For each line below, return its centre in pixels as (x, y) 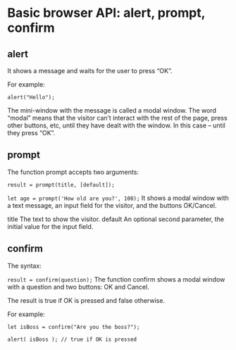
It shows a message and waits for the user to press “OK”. (90, 71)
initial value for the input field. (50, 226)
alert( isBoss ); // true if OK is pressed (72, 339)
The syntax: (25, 265)
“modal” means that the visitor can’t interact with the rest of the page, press (117, 118)
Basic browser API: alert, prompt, (106, 13)
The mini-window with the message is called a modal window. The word (112, 110)
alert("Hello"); (31, 97)
